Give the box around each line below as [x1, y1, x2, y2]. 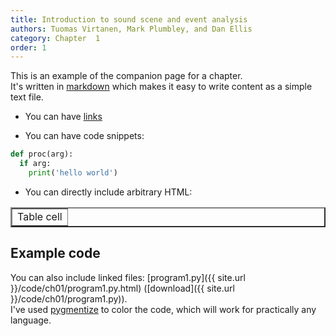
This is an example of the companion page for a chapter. [10, 70, 243, 82]
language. [10, 314, 52, 326]
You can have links [24, 111, 103, 123]
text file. [10, 91, 44, 103]
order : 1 [10, 42, 47, 53]
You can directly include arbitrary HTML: [24, 186, 193, 198]
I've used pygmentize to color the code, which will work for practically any [10, 303, 317, 315]
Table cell [17, 209, 63, 223]
